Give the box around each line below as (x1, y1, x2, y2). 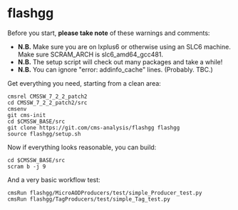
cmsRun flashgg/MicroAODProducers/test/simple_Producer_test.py (7, 189, 202, 196)
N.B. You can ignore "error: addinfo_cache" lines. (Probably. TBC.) (17, 65, 214, 74)
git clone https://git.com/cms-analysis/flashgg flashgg (7, 124, 180, 131)
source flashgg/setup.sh (7, 130, 81, 137)
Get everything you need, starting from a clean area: (7, 79, 162, 87)
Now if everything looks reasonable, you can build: (7, 143, 157, 151)
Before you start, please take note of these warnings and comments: (7, 29, 210, 37)
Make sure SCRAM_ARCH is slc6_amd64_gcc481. (17, 50, 164, 59)
